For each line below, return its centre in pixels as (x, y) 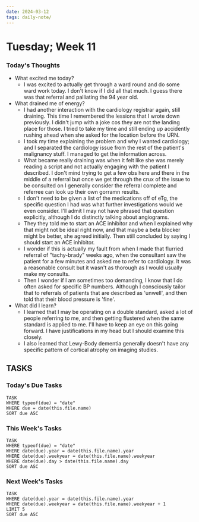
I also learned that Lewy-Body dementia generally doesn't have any (106, 343)
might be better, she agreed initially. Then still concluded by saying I (107, 236)
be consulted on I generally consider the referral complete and (100, 185)
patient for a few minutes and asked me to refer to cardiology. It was (107, 261)
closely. (33, 337)
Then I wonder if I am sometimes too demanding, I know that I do (103, 280)
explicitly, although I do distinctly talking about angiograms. (96, 217)
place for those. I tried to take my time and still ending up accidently (107, 128)
